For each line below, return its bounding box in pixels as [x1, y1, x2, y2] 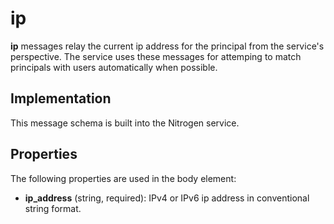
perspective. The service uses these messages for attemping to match [10, 50, 302, 62]
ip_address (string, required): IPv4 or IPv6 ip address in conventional [24, 192, 310, 204]
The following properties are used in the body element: [10, 172, 237, 184]
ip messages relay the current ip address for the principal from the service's [10, 40, 325, 52]
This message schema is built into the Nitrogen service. [10, 117, 240, 129]
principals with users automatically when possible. [10, 61, 218, 73]
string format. [24, 202, 82, 214]
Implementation [10, 90, 112, 107]
